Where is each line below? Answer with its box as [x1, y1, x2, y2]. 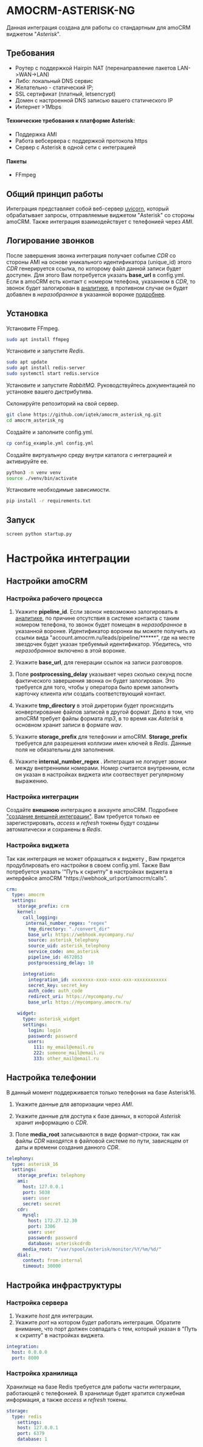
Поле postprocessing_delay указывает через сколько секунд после [15, 670, 193, 678]
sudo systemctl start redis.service [6, 370, 99, 377]
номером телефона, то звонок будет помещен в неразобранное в [15, 620, 187, 628]
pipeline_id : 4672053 [28, 954, 83, 960]
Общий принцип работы [6, 189, 103, 199]
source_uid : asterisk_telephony [28, 943, 111, 949]
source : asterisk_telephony [28, 937, 99, 943]
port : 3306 [28, 1224, 56, 1230]
